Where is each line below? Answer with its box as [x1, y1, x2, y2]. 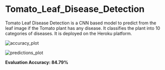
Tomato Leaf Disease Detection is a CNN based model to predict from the [5, 20, 157, 26]
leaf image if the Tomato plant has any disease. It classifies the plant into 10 [5, 25, 161, 31]
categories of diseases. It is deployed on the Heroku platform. [5, 30, 132, 36]
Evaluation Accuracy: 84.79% [5, 59, 69, 65]
